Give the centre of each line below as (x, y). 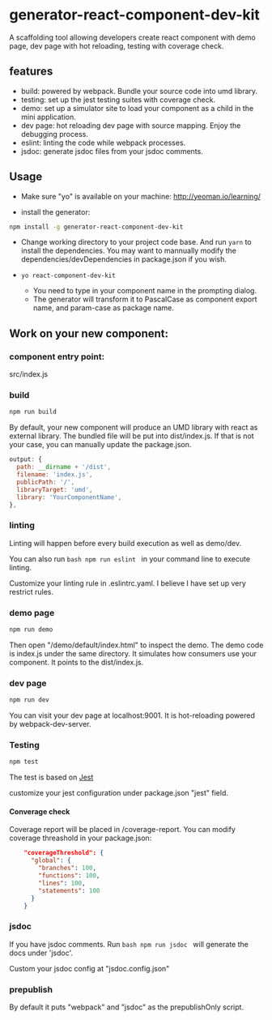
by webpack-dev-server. (50, 724)
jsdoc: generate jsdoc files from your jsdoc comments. (112, 151)
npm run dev (29, 700)
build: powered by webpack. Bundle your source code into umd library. (139, 91)
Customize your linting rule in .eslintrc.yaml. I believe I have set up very (127, 583)
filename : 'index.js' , (55, 475)
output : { (26, 459)
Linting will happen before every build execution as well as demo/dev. (125, 543)
